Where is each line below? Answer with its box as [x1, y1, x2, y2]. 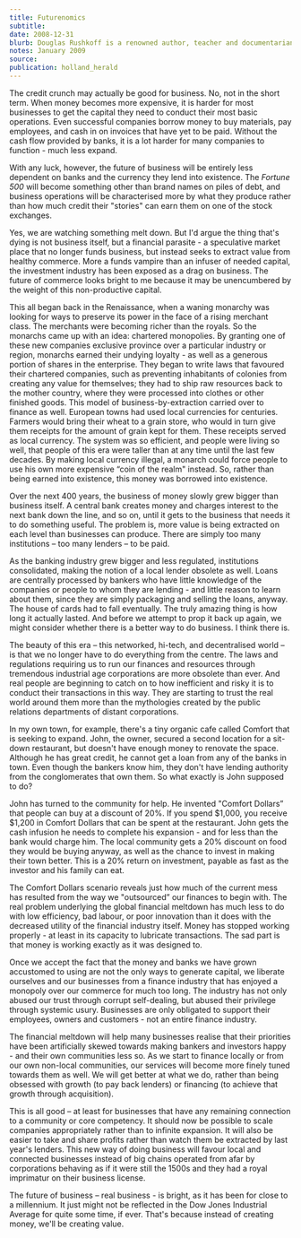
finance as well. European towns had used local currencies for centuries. [9, 406, 279, 417]
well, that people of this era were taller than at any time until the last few [9, 445, 275, 455]
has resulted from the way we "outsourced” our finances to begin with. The [9, 891, 288, 902]
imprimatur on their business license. [9, 1172, 146, 1183]
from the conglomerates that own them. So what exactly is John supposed [9, 771, 285, 782]
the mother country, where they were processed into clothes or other [9, 387, 264, 398]
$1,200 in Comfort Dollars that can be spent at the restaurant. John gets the [9, 817, 289, 827]
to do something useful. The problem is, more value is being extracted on [9, 519, 280, 530]
